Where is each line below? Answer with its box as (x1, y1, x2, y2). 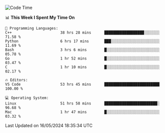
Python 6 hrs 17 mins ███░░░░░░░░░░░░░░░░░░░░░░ (5, 39, 160, 44)
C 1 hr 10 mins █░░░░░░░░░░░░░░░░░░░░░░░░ (5, 65, 160, 69)
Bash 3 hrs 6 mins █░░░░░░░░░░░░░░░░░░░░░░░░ (5, 47, 160, 52)
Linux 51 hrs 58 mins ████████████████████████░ (5, 101, 160, 106)
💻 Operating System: (5, 96, 49, 100)
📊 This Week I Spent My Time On (5, 15, 75, 20)
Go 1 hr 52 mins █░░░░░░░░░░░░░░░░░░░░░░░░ (5, 56, 160, 61)
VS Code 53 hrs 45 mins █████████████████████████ (5, 82, 160, 87)
